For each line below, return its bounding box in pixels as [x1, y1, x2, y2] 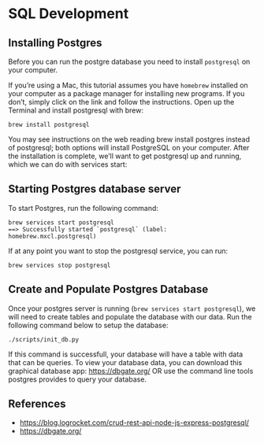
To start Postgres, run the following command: [8, 203, 159, 212]
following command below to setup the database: [8, 320, 169, 330]
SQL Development [8, 5, 129, 23]
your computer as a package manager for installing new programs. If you [8, 89, 245, 98]
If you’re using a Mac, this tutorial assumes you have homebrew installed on [8, 80, 248, 90]
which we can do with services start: [8, 160, 128, 169]
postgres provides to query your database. [8, 375, 147, 384]
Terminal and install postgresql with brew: [8, 105, 144, 115]
